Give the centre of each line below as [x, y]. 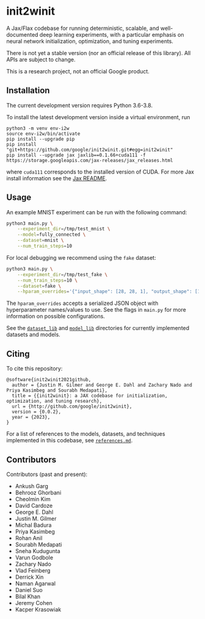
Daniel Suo [29, 590]
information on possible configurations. [56, 317]
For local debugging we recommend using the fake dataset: [81, 257]
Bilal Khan [28, 596]
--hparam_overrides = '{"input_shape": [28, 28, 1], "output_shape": [105, 291]
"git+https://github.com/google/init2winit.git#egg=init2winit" [90, 150]
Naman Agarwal [35, 583]
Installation [28, 91]
